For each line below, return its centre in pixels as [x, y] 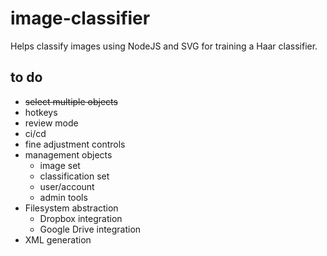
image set [60, 165]
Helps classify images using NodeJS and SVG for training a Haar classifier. [164, 46]
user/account [67, 186]
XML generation [58, 239]
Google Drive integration [90, 229]
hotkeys [41, 112]
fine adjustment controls [75, 144]
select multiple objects [71, 101]
